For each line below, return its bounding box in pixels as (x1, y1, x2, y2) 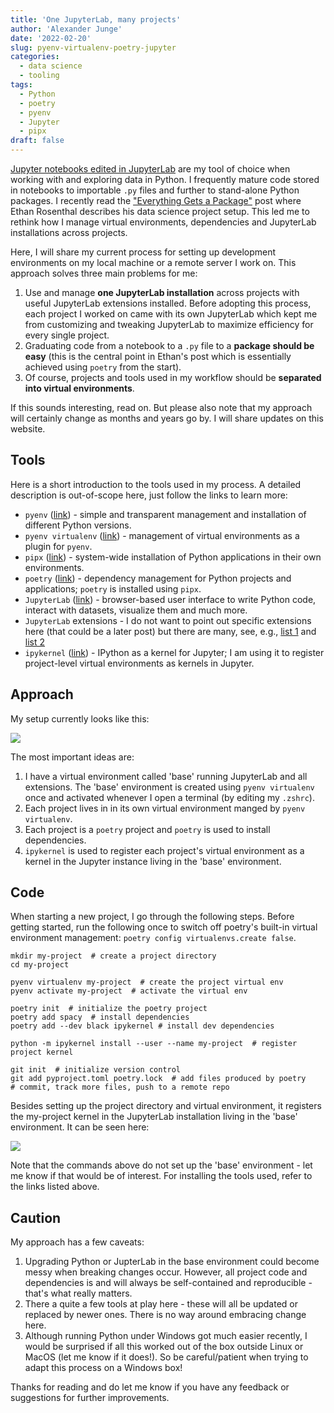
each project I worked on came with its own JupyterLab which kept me (24, 308, 318, 320)
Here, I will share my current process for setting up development (10, 246, 277, 258)
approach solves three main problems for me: (10, 267, 198, 279)
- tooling (19, 71, 60, 81)
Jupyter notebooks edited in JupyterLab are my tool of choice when (10, 163, 291, 175)
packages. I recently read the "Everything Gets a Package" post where (10, 195, 302, 206)
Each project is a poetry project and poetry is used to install (24, 823, 271, 835)
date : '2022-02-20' (10, 33, 92, 43)
